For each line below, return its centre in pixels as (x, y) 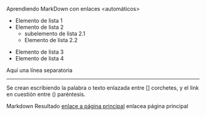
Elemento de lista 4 (40, 58)
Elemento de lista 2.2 (51, 40)
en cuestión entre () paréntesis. (46, 94)
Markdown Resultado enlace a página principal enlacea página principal (97, 106)
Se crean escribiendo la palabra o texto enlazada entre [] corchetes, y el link (103, 88)
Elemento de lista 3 (40, 52)
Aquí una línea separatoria (40, 70)
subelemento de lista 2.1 (55, 34)
